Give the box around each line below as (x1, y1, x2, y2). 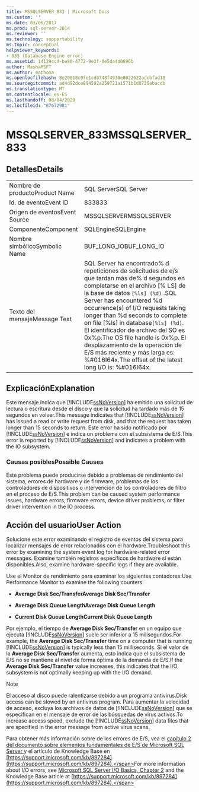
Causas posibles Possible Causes (6, 458, 104, 466)
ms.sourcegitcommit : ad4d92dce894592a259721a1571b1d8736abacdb (6, 81, 166, 87)
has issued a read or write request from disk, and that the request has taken (6, 418, 191, 425)
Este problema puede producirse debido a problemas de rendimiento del (6, 471, 184, 479)
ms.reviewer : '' (6, 31, 46, 37)
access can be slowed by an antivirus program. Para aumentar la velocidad (6, 698, 190, 705)
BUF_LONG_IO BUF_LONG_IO (84, 242, 165, 250)
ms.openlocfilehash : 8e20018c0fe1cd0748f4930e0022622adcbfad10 (6, 75, 166, 81)
